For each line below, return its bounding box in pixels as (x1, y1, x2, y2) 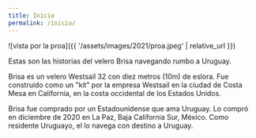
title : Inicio (8, 11, 55, 20)
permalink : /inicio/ (8, 19, 77, 27)
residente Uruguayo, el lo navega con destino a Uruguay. (8, 121, 194, 130)
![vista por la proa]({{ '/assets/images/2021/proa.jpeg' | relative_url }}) (8, 40, 236, 50)
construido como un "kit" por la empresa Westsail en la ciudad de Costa (8, 80, 243, 90)
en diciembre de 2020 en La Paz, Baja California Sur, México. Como (8, 112, 229, 121)
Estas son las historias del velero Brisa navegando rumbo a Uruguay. (8, 56, 232, 66)
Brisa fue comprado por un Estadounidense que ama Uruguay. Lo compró (8, 104, 249, 113)
